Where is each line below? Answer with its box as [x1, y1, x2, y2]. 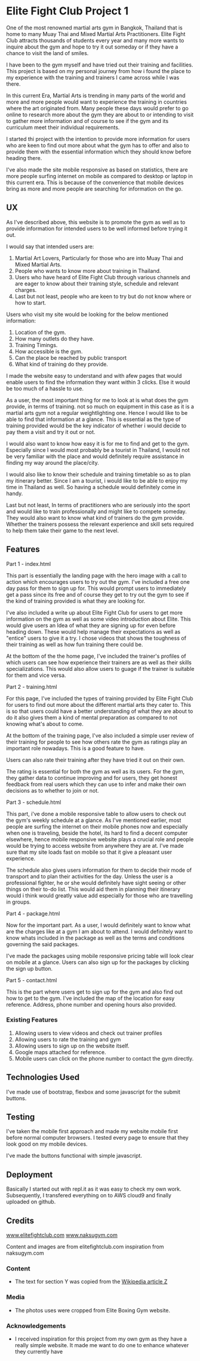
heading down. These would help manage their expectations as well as [6, 628, 181, 635]
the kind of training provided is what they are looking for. [6, 597, 146, 604]
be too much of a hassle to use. [6, 385, 84, 392]
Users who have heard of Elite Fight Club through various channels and [14, 273, 190, 281]
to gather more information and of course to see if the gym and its [6, 117, 169, 124]
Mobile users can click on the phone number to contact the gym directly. [14, 1055, 194, 1062]
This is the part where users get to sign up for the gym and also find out [6, 988, 183, 995]
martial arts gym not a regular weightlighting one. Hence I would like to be [6, 409, 188, 416]
